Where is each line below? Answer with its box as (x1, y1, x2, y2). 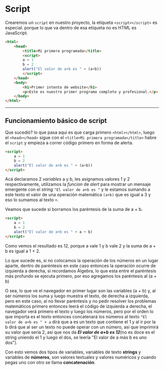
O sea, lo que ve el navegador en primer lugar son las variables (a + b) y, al (5, 288, 156, 293)
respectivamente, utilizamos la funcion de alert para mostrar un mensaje (5, 182, 151, 187)
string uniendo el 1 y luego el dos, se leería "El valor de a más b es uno (5, 334, 147, 340)
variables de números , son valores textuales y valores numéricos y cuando (5, 354, 156, 360)
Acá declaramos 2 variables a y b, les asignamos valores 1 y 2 (5, 176, 130, 182)
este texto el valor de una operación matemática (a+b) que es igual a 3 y (5, 192, 151, 198)
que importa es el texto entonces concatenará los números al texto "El (5, 313, 147, 319)
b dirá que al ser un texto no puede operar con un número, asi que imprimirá (5, 324, 159, 330)
